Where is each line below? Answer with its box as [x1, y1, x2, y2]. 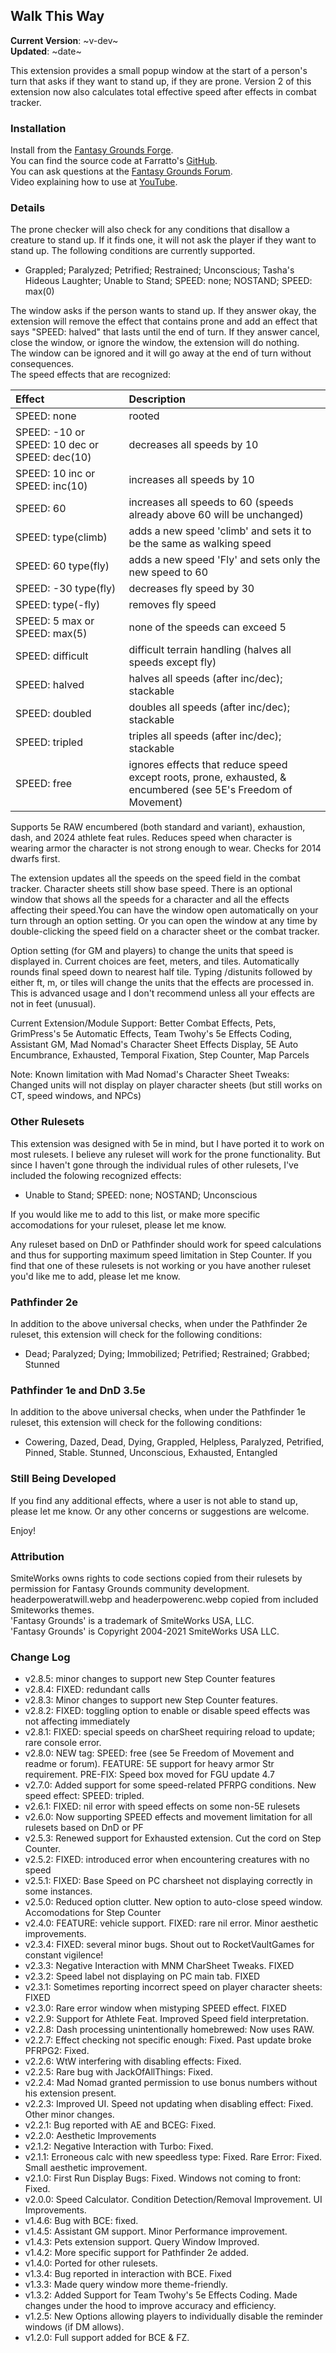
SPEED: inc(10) [15, 479, 88, 493]
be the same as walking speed [128, 537, 272, 551]
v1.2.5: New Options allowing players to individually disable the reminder [24, 2310, 323, 2323]
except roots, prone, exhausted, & [128, 770, 287, 784]
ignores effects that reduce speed [128, 758, 288, 772]
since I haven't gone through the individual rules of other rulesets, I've [10, 1159, 299, 1171]
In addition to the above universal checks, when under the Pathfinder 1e [10, 1406, 306, 1418]
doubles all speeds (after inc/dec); [128, 700, 290, 714]
